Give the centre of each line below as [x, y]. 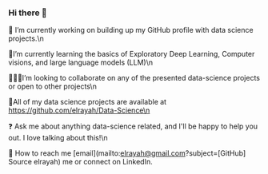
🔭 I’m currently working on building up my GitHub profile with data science [131, 30]
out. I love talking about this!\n [58, 138]
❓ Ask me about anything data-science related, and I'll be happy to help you [133, 126]
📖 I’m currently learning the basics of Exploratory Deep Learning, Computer [132, 54]
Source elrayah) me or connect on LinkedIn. [81, 162]
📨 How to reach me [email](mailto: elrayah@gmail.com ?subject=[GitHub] [127, 153]
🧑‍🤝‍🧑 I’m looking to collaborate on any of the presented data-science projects [134, 78]
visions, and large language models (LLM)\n [81, 62]
